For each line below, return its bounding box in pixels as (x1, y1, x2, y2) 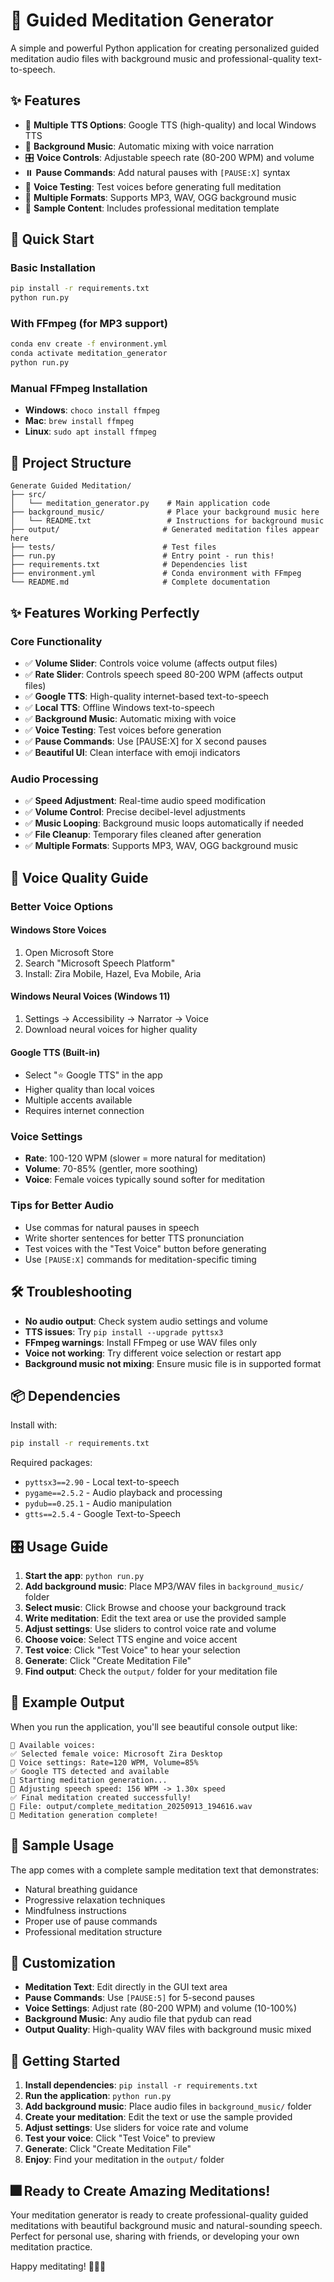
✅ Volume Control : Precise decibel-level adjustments (24, 806, 246, 818)
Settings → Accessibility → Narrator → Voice (24, 1012, 209, 1024)
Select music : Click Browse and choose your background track (24, 1602, 287, 1614)
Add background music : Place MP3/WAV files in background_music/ (24, 1580, 305, 1593)
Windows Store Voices (10, 924, 107, 936)
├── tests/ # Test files (10, 542, 217, 553)
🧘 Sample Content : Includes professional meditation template (24, 202, 280, 214)
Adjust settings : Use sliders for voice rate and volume (24, 2122, 249, 2134)
